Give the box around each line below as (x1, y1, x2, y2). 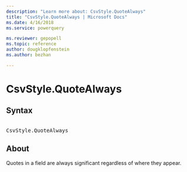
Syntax (6, 106, 33, 116)
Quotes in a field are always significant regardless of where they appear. (6, 159, 182, 166)
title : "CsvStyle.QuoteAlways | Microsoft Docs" (6, 14, 128, 20)
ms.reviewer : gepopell (6, 36, 62, 42)
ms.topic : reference (6, 41, 57, 47)
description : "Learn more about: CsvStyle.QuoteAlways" (6, 8, 146, 15)
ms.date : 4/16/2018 (6, 19, 54, 25)
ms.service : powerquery (6, 25, 65, 31)
